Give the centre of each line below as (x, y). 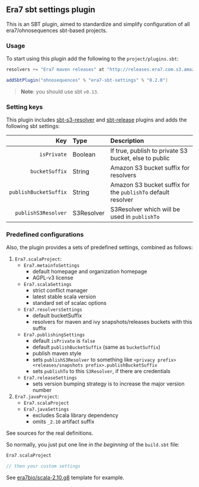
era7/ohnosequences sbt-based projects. (57, 30)
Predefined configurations (45, 235)
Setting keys (25, 107)
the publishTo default (140, 192)
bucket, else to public (140, 158)
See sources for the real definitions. (50, 433)
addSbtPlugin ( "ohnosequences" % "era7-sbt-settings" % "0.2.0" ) (87, 80)
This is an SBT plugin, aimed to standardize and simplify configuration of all (98, 24)
